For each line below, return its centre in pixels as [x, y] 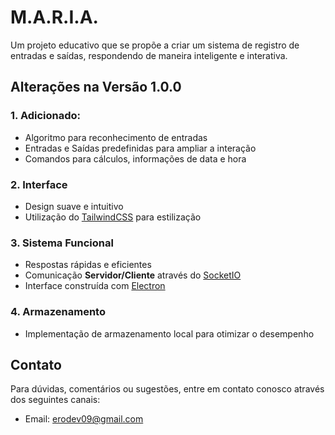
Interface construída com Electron [95, 286]
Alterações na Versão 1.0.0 [96, 87]
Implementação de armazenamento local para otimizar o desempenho [169, 333]
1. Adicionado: [46, 116]
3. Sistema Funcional [62, 243]
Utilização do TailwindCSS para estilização [113, 217]
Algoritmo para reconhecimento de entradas [116, 137]
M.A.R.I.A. [54, 17]
